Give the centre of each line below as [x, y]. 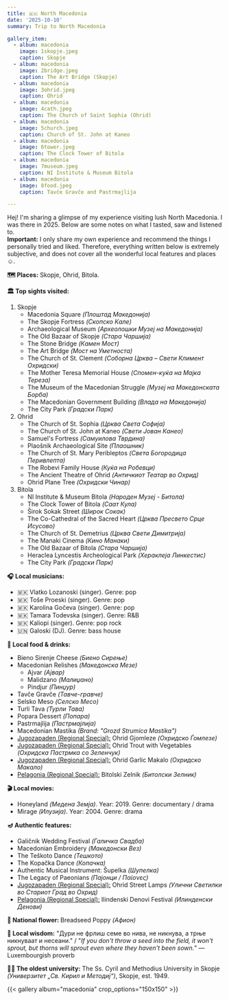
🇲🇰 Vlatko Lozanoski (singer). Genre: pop [77, 592]
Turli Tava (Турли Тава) [50, 709]
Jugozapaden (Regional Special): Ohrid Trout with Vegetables [104, 745]
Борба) [38, 395]
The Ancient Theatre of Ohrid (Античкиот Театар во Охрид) [113, 475]
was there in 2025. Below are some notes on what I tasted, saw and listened [114, 225]
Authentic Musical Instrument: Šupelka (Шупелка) [88, 870]
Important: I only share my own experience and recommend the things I [109, 239]
